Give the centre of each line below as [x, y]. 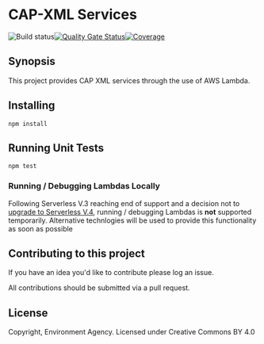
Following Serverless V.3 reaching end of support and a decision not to [124, 203]
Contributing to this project [77, 254]
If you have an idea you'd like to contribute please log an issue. [111, 273]
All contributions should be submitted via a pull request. [99, 288]
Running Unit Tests [56, 148]
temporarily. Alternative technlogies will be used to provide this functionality [132, 220]
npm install [28, 124]
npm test [23, 166]
